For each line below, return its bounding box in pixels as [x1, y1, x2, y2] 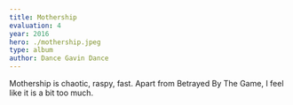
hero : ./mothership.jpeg [9, 37, 101, 47]
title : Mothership [9, 12, 77, 22]
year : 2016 [9, 29, 50, 38]
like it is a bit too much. [9, 87, 94, 98]
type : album [9, 46, 53, 55]
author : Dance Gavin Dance [9, 54, 109, 63]
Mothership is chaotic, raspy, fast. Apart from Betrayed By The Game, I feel [9, 79, 284, 88]
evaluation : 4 [9, 21, 62, 30]
